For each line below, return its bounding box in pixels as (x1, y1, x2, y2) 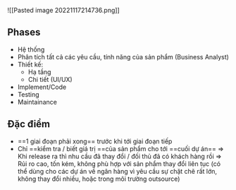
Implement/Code (17, 83, 67, 91)
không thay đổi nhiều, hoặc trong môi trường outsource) (17, 174, 180, 183)
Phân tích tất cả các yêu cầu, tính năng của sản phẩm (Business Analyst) (17, 52, 229, 61)
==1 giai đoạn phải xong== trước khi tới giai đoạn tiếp (17, 137, 173, 146)
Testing (17, 90, 40, 98)
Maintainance (17, 97, 58, 106)
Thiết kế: (17, 60, 44, 69)
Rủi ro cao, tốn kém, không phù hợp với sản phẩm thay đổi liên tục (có (17, 159, 221, 168)
